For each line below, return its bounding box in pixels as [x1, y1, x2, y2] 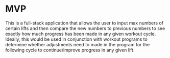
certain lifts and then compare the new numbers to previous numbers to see [5, 25, 165, 31]
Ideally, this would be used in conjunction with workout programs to [5, 36, 148, 42]
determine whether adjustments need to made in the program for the [5, 41, 150, 47]
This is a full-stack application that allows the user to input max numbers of [5, 20, 164, 26]
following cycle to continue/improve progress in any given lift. [5, 47, 135, 53]
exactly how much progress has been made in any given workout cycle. [5, 31, 156, 37]
